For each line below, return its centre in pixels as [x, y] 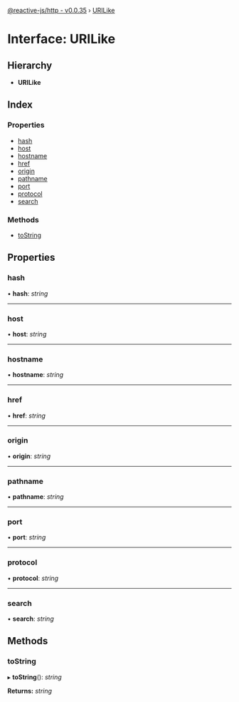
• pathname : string [36, 497]
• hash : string [28, 293]
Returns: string [30, 691]
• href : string [27, 415]
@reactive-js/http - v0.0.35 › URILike [61, 10]
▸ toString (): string [34, 677]
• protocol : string [33, 578]
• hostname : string [36, 375]
